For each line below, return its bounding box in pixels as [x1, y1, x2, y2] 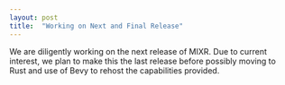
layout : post [9, 13, 59, 22]
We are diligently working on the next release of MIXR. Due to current [9, 46, 268, 56]
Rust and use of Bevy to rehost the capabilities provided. [9, 64, 220, 76]
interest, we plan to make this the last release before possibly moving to [9, 55, 277, 66]
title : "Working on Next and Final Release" [9, 21, 183, 30]
